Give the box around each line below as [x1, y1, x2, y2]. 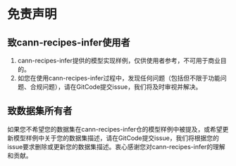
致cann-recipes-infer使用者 [7, 36, 130, 48]
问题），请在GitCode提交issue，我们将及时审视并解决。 [42, 83, 202, 91]
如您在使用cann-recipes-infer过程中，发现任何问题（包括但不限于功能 [17, 74, 221, 82]
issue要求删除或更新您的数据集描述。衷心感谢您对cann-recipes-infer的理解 [7, 142, 225, 151]
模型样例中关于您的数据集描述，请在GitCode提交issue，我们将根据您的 [13, 134, 220, 142]
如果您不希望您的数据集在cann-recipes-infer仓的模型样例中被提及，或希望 [7, 125, 223, 133]
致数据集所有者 [7, 105, 73, 117]
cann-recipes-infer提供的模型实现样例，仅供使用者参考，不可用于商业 [17, 57, 221, 64]
